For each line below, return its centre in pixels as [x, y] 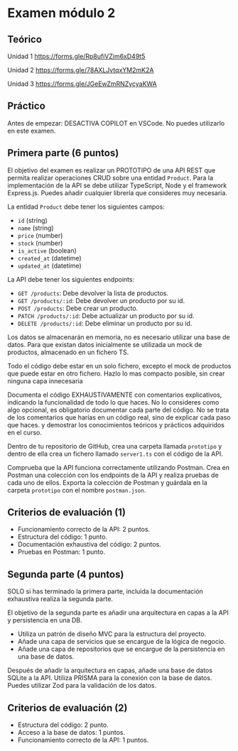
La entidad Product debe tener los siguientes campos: [86, 207]
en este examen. [32, 131]
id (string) [32, 220]
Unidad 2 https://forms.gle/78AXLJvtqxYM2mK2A [81, 70]
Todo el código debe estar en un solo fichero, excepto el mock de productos [119, 366]
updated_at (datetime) [49, 265]
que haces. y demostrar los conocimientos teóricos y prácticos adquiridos [116, 424]
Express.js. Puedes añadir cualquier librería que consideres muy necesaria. [117, 192]
